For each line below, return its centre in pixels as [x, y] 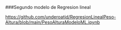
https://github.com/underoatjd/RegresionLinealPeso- [60, 17]
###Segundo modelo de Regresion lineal [48, 7]
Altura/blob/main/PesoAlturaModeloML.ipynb [53, 22]
